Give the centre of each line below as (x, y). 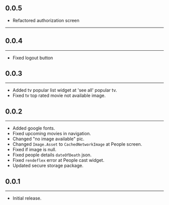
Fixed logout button (33, 58)
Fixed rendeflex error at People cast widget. (58, 160)
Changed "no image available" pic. (48, 139)
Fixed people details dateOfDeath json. (52, 155)
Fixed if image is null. (34, 150)
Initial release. (27, 198)
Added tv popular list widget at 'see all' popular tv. (65, 90)
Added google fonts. (34, 128)
